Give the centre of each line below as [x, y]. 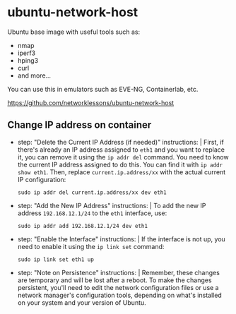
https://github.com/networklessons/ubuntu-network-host [91, 102]
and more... [34, 76]
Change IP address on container [79, 125]
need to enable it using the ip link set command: [91, 246]
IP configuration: [42, 179]
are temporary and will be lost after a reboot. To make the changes [114, 280]
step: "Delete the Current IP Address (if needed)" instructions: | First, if [120, 142]
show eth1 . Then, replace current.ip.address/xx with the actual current [122, 172]
